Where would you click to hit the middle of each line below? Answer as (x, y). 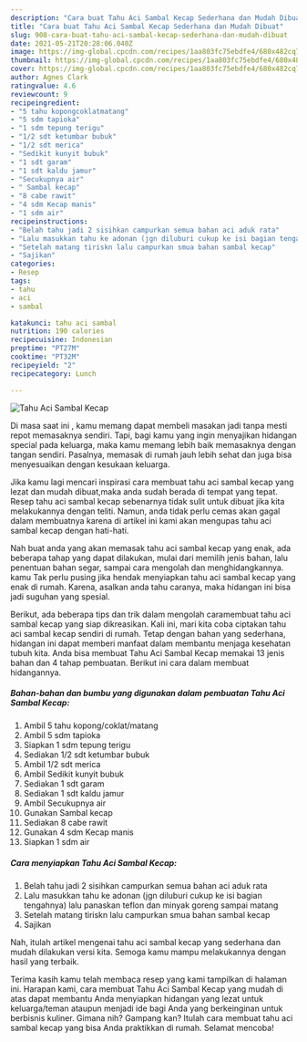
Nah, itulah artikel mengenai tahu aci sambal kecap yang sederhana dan (146, 943)
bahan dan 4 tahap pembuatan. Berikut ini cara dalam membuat (130, 662)
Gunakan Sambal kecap (68, 813)
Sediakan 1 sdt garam (64, 784)
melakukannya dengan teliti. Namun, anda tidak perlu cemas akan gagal (145, 511)
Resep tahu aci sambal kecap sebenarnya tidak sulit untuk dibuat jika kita (148, 501)
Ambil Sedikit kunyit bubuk (73, 774)
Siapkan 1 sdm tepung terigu (77, 745)
